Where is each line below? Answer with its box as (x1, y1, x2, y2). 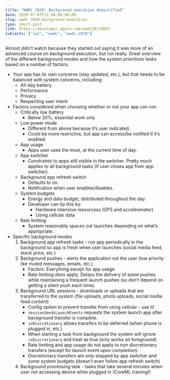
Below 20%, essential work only (27, 115, 95, 120)
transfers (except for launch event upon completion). (27, 347, 139, 353)
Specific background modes (12, 234, 72, 239)
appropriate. (27, 228, 54, 234)
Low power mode (20, 120, 57, 126)
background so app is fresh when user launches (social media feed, (20, 245, 163, 250)
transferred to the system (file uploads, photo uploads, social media (20, 293, 163, 299)
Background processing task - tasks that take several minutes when (20, 364, 163, 369)
